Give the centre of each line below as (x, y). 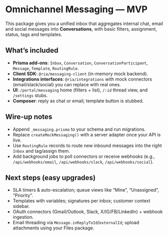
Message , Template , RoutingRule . (46, 68)
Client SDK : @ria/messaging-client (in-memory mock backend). (80, 74)
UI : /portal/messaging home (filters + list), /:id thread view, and (80, 90)
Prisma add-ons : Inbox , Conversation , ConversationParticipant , (80, 63)
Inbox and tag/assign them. (41, 151)
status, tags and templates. (34, 34)
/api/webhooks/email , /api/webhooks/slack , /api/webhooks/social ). (83, 161)
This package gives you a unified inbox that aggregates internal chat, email (84, 23)
